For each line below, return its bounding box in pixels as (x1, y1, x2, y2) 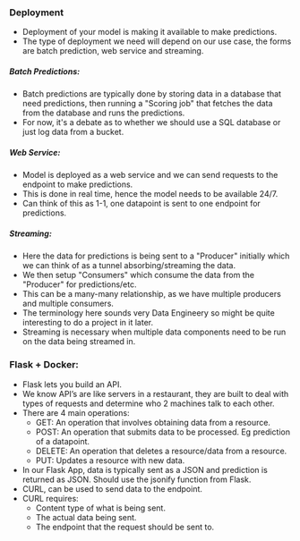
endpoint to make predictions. (21, 179, 133, 190)
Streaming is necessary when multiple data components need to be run (21, 326, 287, 337)
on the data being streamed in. (21, 336, 136, 347)
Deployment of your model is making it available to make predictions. (21, 27, 278, 38)
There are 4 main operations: (21, 407, 130, 418)
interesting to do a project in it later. (21, 317, 154, 328)
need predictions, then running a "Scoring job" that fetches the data (21, 98, 273, 109)
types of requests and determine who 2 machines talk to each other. (21, 398, 275, 409)
